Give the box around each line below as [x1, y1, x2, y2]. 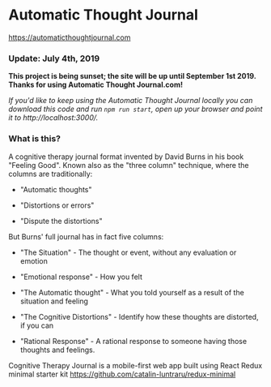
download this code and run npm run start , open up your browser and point [8, 104, 263, 114]
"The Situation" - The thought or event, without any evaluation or [19, 247, 237, 257]
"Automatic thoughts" [19, 184, 92, 194]
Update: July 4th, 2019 [8, 53, 100, 64]
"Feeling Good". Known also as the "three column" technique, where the [8, 160, 249, 170]
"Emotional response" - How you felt [19, 272, 143, 282]
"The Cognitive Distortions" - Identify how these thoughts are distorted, [19, 312, 259, 321]
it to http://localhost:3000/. [8, 113, 99, 123]
